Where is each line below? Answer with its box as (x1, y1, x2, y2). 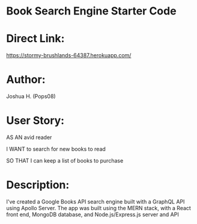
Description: (6, 178, 70, 192)
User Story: (6, 114, 65, 128)
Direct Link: (6, 32, 65, 46)
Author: (6, 73, 46, 87)
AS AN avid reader (6, 134, 52, 141)
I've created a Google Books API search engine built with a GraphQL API (6, 198, 185, 205)
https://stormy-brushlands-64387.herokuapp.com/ (6, 52, 132, 59)
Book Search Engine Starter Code (6, 4, 177, 18)
